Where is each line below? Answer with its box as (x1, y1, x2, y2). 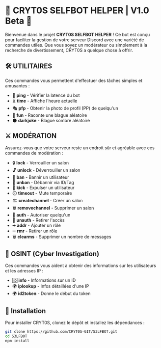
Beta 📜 (5, 15, 32, 27)
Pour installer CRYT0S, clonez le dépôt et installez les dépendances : (5, 320, 145, 326)
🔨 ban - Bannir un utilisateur (12, 174, 70, 180)
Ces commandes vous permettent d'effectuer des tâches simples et (5, 78, 143, 83)
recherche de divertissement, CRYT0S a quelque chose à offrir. (5, 47, 134, 53)
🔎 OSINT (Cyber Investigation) (5, 249, 100, 258)
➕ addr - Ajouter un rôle (12, 222, 61, 228)
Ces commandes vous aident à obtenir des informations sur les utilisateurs (5, 263, 156, 268)
